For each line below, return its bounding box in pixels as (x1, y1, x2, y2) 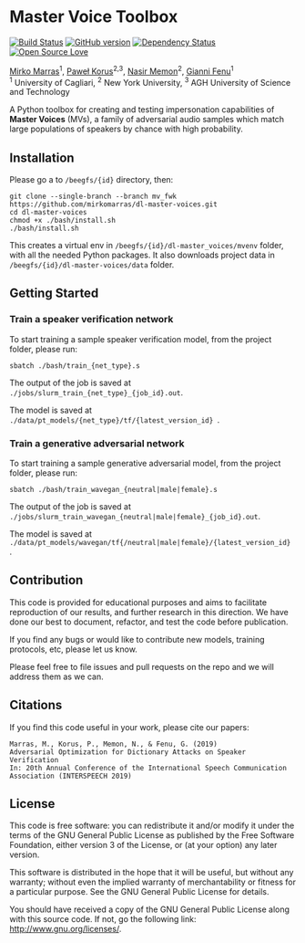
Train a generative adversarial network (9, 436, 185, 449)
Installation (9, 150, 75, 165)
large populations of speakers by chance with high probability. (9, 123, 243, 134)
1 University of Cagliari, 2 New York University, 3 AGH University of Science (9, 75, 291, 88)
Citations (9, 697, 63, 713)
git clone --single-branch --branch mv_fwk (9, 192, 178, 202)
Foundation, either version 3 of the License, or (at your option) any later (9, 840, 278, 851)
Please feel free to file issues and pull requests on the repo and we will (9, 661, 275, 672)
